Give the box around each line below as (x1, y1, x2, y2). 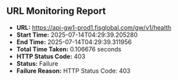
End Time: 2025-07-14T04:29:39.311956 (16, 37, 132, 46)
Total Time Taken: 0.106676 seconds (16, 45, 122, 53)
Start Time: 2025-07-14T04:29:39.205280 (16, 31, 138, 39)
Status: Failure (16, 59, 59, 67)
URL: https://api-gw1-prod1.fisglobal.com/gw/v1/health (16, 23, 172, 31)
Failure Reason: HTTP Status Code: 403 (16, 66, 131, 75)
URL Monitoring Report (6, 5, 107, 17)
